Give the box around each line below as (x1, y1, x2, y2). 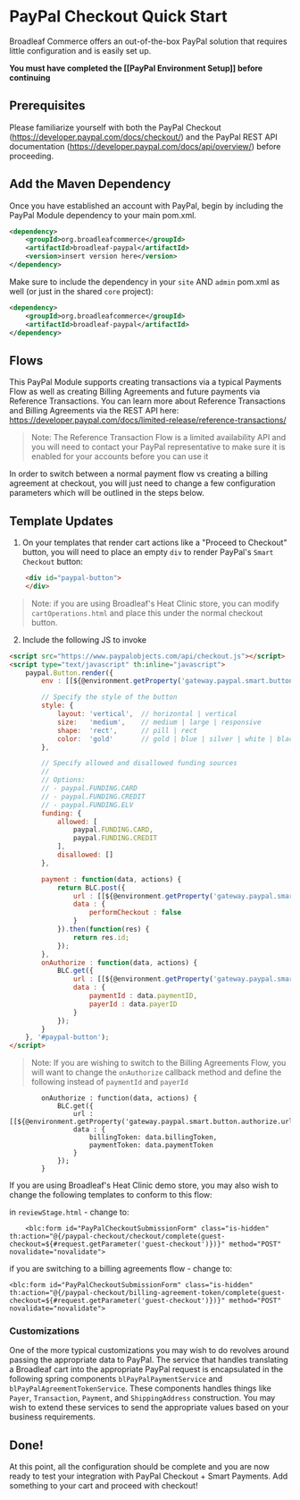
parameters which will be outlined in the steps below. (9, 488, 205, 499)
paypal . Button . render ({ (25, 669, 114, 678)
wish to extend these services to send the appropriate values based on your (9, 1402, 289, 1413)
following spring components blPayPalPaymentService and (9, 1374, 223, 1385)
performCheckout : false (88, 908, 181, 917)
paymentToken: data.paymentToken (88, 1141, 214, 1150)
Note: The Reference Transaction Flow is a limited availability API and (30, 432, 287, 443)
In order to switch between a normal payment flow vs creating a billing (9, 468, 269, 480)
